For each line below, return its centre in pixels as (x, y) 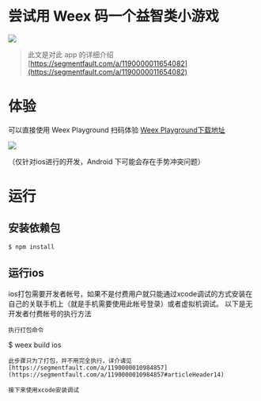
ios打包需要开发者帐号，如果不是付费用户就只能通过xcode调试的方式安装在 (130, 293)
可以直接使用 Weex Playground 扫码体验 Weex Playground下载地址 (117, 130)
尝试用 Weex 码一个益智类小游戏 (113, 16)
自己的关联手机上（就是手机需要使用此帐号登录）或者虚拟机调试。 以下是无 (130, 304)
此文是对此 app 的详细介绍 (70, 54)
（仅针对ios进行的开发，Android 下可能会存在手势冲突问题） (107, 161)
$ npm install (32, 246)
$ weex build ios (35, 345)
